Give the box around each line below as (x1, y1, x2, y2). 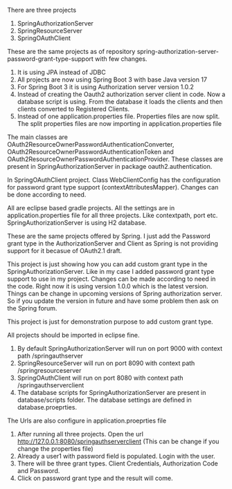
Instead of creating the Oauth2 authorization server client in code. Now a (17, 90, 226, 98)
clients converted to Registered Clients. (17, 105, 130, 113)
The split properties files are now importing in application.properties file (17, 120, 222, 127)
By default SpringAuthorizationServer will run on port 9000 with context (17, 344, 223, 352)
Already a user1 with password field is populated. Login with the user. (17, 452, 216, 460)
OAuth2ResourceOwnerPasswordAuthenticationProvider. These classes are (7, 155, 224, 163)
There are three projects (7, 6, 77, 14)
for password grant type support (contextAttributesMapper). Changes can (7, 183, 219, 191)
